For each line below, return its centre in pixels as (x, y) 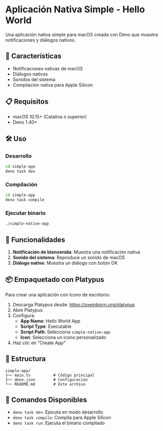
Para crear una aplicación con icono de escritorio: (58, 295)
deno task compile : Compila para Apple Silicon (62, 418)
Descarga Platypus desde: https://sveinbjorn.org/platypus (74, 304)
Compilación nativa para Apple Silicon (53, 85)
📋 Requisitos (27, 102)
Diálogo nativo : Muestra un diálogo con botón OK (65, 263)
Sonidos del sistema (34, 79)
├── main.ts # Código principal (50, 375)
